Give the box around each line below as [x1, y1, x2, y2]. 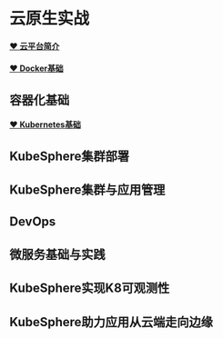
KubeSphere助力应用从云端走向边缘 [9, 314, 214, 330]
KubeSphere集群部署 [9, 148, 130, 164]
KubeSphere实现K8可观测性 [9, 281, 170, 296]
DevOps [9, 214, 56, 229]
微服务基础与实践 [9, 246, 106, 262]
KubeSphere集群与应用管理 [9, 183, 166, 198]
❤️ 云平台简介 [9, 40, 60, 51]
